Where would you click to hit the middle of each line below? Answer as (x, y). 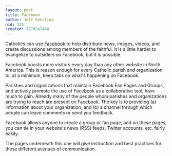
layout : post (19, 10)
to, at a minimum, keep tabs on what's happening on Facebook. (72, 75)
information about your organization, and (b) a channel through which (79, 107)
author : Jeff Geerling (30, 19)
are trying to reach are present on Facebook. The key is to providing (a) (81, 102)
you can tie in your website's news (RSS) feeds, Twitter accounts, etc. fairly (85, 128)
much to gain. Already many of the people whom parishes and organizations (86, 96)
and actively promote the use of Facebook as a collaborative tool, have (80, 91)
